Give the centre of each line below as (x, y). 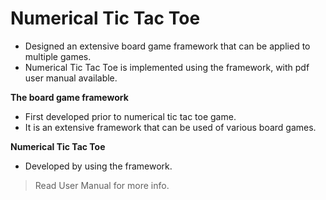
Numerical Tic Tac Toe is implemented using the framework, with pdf (167, 67)
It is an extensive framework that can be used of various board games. (170, 127)
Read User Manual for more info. (102, 185)
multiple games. (58, 56)
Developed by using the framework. (98, 166)
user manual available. (71, 78)
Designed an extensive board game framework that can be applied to (167, 46)
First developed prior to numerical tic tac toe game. (130, 116)
